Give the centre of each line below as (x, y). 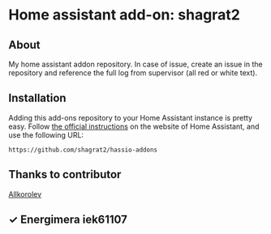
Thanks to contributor (65, 174)
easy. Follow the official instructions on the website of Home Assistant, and (134, 126)
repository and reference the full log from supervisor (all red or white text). (133, 73)
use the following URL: (46, 134)
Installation (37, 98)
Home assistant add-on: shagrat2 (125, 15)
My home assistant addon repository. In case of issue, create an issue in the (135, 64)
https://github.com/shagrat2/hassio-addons (83, 150)
